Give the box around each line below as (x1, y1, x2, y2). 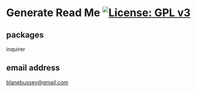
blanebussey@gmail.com (6, 78, 69, 86)
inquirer (6, 45, 26, 53)
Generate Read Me (6, 6, 101, 20)
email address (6, 63, 60, 73)
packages (6, 30, 44, 40)
